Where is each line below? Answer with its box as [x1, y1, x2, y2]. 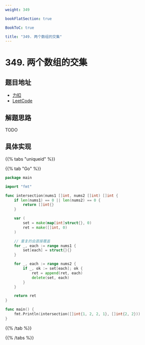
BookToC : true [5, 25, 35, 30]
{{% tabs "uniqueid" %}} [5, 156, 55, 162]
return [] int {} [23, 202, 54, 207]
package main [5, 175, 32, 180]
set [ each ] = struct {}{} [23, 248, 72, 253]
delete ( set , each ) [31, 275, 70, 280]
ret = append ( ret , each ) [31, 271, 83, 276]
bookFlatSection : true [5, 16, 52, 21]
